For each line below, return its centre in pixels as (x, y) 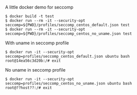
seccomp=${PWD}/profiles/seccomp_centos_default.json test (68, 25)
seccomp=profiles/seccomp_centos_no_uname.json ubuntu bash (69, 84)
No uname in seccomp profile (35, 70)
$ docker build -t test (30, 16)
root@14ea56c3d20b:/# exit (33, 61)
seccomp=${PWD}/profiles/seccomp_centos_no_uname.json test (69, 34)
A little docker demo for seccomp (39, 7)
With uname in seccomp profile (37, 43)
